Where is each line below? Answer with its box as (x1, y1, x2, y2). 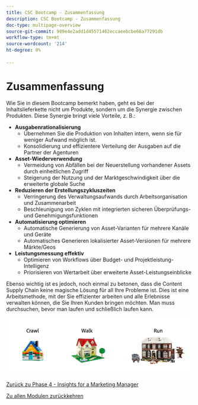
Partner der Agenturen (23, 148, 79, 156)
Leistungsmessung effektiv (14, 249, 84, 257)
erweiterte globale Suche (23, 180, 85, 187)
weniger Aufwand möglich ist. (23, 136, 97, 143)
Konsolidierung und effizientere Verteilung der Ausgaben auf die (23, 143, 181, 150)
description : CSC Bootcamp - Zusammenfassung (6, 15, 120, 22)
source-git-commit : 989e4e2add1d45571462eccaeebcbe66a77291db (6, 29, 163, 34)
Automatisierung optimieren (14, 218, 87, 225)
